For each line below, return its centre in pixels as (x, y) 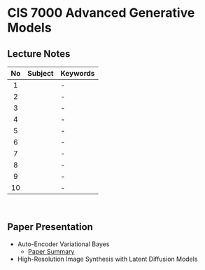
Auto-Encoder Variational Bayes (63, 244)
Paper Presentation (50, 227)
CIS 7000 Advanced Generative (101, 13)
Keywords (78, 73)
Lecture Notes (39, 54)
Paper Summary (51, 251)
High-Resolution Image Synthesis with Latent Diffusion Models (107, 259)
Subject (41, 73)
